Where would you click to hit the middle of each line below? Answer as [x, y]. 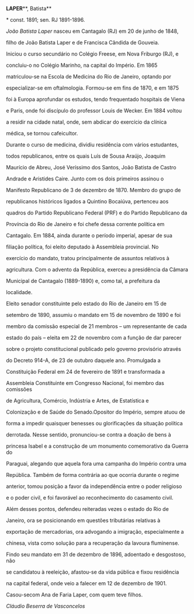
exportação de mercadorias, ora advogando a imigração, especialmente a [95, 532]
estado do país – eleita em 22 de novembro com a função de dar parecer [94, 337]
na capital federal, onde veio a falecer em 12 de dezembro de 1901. [86, 583]
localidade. [19, 292]
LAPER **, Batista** [29, 8]
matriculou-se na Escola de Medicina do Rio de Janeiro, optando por [89, 76]
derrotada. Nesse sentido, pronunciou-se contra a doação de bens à [89, 435]
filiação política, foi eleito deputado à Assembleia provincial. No [82, 247]
